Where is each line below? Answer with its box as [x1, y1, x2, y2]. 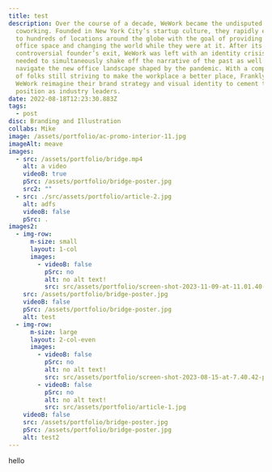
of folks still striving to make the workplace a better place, [15, 72, 237, 80]
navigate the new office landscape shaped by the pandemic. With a [15, 65, 249, 73]
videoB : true [23, 170, 67, 178]
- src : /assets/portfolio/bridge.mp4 [15, 155, 143, 163]
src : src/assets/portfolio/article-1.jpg [44, 403, 186, 411]
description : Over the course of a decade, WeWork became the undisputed [8, 19, 263, 28]
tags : [8, 102, 27, 110]
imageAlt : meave [8, 139, 63, 148]
